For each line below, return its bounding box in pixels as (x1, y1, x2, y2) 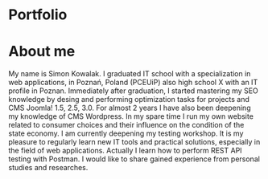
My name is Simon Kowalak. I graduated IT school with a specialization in (8, 69, 251, 79)
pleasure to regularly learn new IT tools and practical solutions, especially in (8, 137, 261, 147)
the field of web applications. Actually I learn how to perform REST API (8, 146, 243, 156)
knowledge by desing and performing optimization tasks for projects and (8, 95, 249, 104)
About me (8, 43, 76, 61)
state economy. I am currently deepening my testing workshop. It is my (8, 128, 244, 138)
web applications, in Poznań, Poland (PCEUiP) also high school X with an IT (8, 78, 258, 87)
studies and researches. (8, 163, 89, 173)
